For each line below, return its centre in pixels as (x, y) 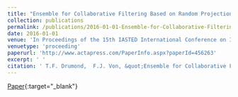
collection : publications (45, 20)
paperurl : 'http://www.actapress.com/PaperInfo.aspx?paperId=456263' (112, 53)
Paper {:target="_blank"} (42, 86)
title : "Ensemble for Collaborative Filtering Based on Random (103, 14)
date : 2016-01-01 (33, 33)
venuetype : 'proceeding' (44, 46)
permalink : (23, 27)
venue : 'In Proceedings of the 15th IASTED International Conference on (117, 40)
